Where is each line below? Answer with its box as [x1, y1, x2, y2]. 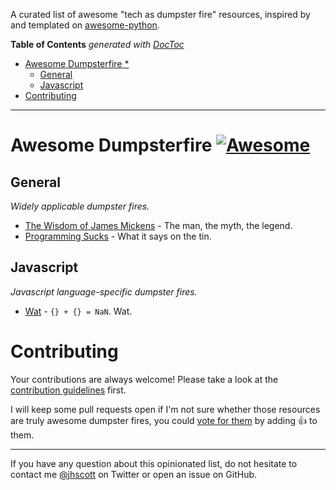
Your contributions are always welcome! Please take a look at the [10, 373, 279, 385]
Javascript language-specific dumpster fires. [10, 285, 198, 298]
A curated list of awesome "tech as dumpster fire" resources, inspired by [10, 9, 311, 20]
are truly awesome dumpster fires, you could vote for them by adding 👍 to [10, 414, 318, 426]
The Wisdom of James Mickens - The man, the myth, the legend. [24, 220, 293, 231]
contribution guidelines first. [10, 384, 127, 396]
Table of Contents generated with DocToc [10, 39, 185, 50]
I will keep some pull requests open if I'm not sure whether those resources [10, 403, 321, 415]
